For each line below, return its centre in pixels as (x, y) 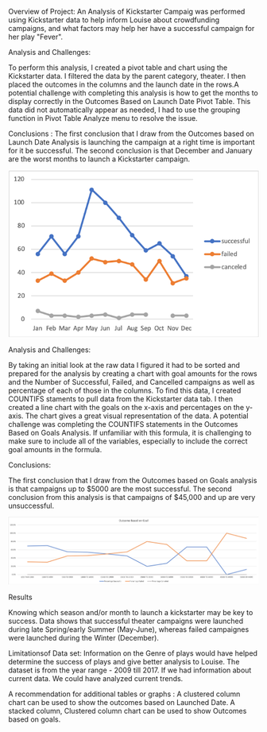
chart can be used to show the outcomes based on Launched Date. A (122, 703)
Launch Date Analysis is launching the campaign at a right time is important (132, 142)
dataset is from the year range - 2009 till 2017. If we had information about (130, 670)
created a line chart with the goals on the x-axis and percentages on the (126, 407)
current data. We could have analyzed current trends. (96, 679)
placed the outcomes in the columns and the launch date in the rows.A (124, 84)
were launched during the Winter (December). (83, 638)
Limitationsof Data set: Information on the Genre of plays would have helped (133, 653)
